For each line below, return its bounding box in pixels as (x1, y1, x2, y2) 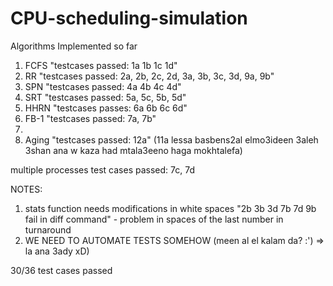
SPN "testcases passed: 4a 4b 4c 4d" (24, 80, 182, 92)
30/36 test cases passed (10, 264, 113, 276)
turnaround (24, 223, 72, 236)
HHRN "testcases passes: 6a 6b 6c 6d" (24, 102, 188, 114)
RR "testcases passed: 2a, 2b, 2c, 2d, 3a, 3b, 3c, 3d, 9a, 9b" (24, 70, 275, 82)
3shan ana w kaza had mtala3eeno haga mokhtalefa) (24, 144, 243, 156)
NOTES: (10, 183, 43, 195)
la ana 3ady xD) (24, 245, 90, 257)
